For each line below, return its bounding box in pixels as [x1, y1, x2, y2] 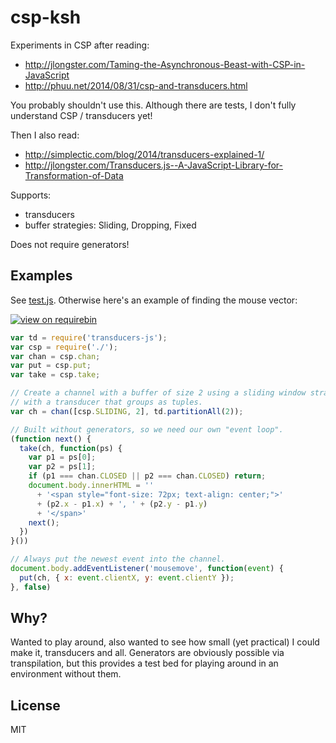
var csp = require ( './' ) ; [10, 342, 118, 352]
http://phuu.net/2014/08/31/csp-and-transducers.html [24, 79, 248, 91]
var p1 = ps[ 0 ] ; [28, 452, 97, 463]
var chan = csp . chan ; [10, 351, 101, 361]
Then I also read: [10, 129, 80, 141]
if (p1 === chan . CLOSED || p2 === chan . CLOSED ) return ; [28, 471, 267, 481]
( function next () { [10, 434, 92, 444]
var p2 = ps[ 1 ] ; [28, 462, 97, 472]
